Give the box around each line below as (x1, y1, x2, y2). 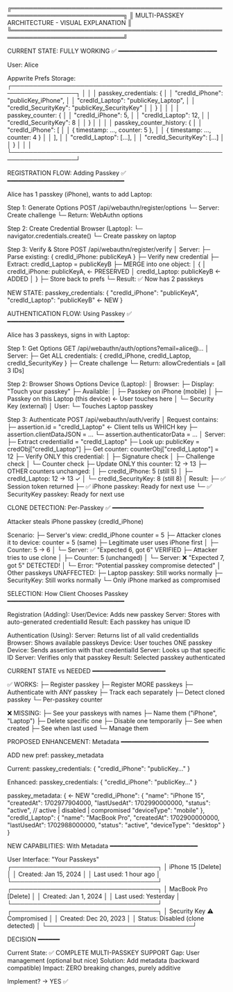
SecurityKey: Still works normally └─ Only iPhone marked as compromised (7, 576, 221, 584)
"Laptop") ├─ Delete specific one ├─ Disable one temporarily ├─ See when (7, 717, 223, 725)
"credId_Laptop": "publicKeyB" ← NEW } (7, 296, 123, 304)
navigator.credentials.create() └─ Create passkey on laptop (7, 232, 177, 240)
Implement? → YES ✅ (7, 977, 69, 985)
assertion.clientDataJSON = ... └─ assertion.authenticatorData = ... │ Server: (7, 430, 226, 438)
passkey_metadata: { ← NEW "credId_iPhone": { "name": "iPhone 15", (7, 791, 205, 800)
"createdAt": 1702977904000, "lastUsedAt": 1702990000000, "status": (7, 799, 211, 807)
